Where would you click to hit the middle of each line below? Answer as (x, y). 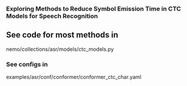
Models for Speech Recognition (52, 16)
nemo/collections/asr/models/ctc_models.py (60, 49)
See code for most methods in (62, 35)
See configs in (27, 64)
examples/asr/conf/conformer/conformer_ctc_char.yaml (74, 77)
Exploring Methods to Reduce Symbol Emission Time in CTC (93, 9)
